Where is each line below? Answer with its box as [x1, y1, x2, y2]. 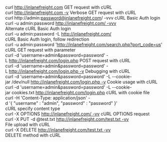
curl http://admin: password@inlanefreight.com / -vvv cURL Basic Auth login [5, 15, 160, 21]
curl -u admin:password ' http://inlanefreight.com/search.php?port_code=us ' [5, 42, 162, 47]
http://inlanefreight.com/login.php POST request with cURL [8, 58, 131, 63]
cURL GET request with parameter [5, 47, 76, 53]
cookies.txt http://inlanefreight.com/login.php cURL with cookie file [11, 90, 150, 95]
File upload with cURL [5, 121, 50, 127]
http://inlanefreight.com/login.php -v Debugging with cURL [8, 68, 130, 74]
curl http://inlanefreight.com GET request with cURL [5, 5, 112, 10]
